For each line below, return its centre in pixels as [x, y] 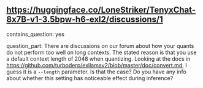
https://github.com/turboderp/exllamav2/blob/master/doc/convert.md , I [97, 65]
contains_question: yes [35, 34]
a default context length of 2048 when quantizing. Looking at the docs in [98, 59]
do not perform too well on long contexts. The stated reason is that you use [101, 52]
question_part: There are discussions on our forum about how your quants [100, 46]
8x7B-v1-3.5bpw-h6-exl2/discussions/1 [85, 20]
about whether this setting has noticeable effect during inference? [90, 78]
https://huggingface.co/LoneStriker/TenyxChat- [101, 10]
